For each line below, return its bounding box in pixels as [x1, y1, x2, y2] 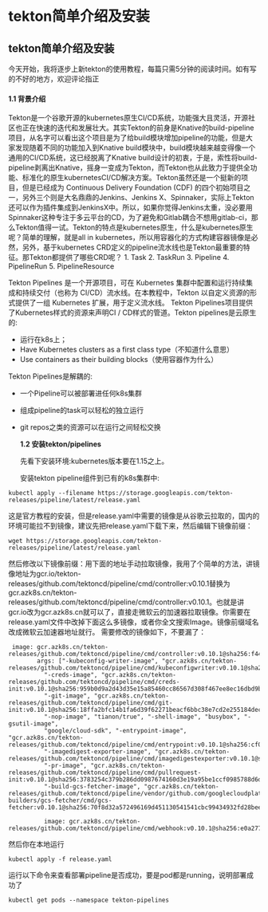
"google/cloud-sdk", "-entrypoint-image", [43, 727, 187, 735]
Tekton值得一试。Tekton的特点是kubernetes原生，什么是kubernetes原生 [14, 222, 254, 232]
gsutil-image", [8, 720, 59, 728]
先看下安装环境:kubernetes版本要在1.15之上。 [19, 456, 169, 466]
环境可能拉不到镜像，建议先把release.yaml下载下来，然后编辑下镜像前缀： [8, 521, 253, 531]
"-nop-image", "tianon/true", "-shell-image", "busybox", [43, 713, 241, 721]
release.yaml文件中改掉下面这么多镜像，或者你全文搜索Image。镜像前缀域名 [8, 617, 259, 627]
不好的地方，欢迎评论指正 [14, 74, 100, 84]
